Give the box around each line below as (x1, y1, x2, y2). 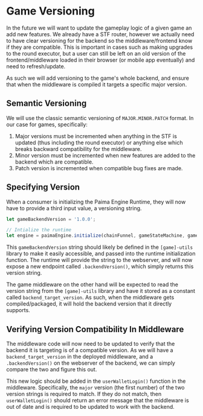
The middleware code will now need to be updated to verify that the (6, 340, 175, 347)
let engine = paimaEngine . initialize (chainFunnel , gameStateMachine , (6, 232, 185, 239)
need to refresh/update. (6, 62, 66, 70)
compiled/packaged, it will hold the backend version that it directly (6, 300, 172, 307)
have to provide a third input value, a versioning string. (6, 204, 142, 212)
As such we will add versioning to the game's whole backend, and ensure (6, 74, 189, 82)
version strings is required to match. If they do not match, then (6, 391, 162, 397)
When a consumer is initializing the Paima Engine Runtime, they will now (6, 198, 186, 205)
